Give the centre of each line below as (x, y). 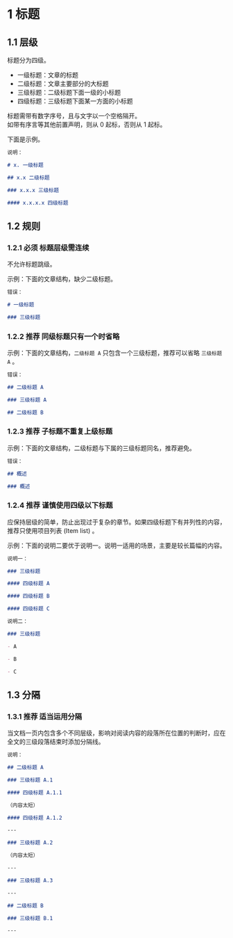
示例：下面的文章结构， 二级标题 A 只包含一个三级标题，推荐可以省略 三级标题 (115, 353)
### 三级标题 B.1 (30, 918)
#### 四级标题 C (28, 609)
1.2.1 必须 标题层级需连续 (48, 248)
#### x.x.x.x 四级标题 (38, 202)
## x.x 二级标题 (28, 177)
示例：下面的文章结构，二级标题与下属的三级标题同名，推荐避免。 (101, 448)
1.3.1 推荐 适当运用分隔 (45, 716)
